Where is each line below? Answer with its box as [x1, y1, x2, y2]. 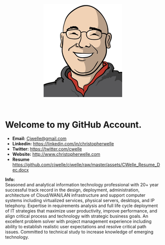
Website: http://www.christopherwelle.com [12, 151, 100, 157]
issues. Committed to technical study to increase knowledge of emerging [5, 229, 154, 235]
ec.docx [12, 167, 29, 173]
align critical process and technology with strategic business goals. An [5, 213, 149, 219]
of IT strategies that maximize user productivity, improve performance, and [5, 208, 158, 213]
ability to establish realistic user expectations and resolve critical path [5, 223, 147, 229]
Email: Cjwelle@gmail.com [12, 135, 67, 141]
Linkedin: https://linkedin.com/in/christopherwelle [12, 140, 114, 146]
